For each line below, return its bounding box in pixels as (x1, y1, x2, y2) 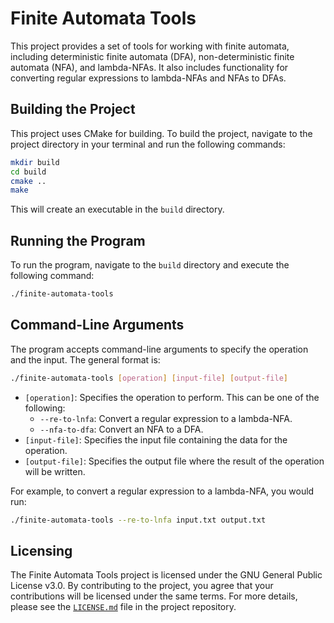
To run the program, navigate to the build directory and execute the (10, 259, 290, 271)
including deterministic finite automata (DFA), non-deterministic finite (10, 50, 295, 62)
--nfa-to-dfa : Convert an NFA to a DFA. (39, 423, 204, 435)
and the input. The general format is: (10, 353, 161, 366)
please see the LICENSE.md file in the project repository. (10, 601, 237, 613)
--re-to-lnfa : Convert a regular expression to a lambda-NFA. (39, 412, 293, 424)
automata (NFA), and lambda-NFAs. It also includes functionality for (10, 61, 289, 73)
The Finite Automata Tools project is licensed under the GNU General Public (10, 569, 323, 581)
